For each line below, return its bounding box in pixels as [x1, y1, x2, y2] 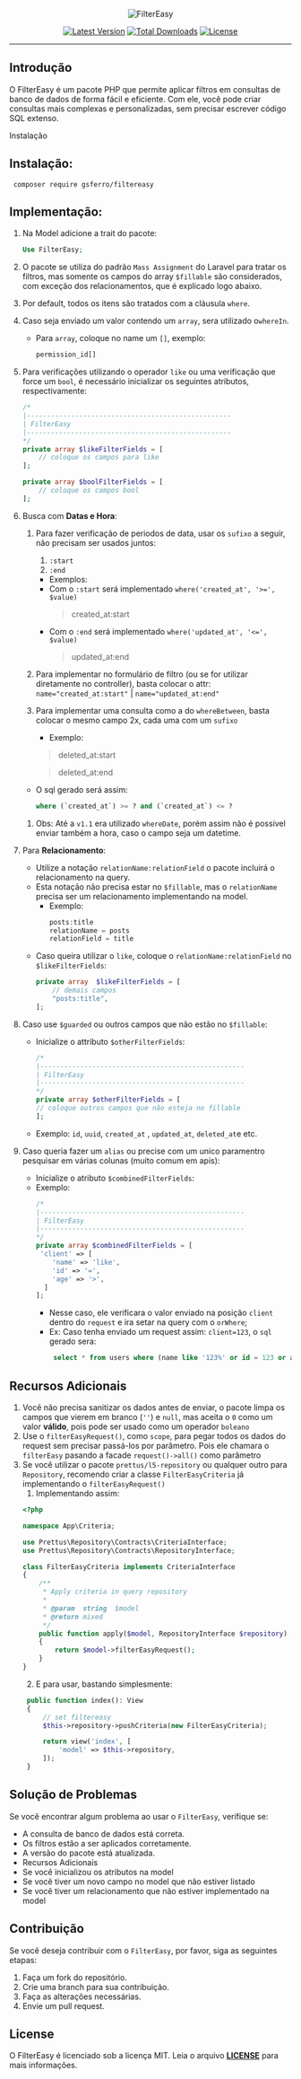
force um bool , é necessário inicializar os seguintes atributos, [21, 376, 249, 387]
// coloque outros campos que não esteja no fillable [35, 1104, 241, 1113]
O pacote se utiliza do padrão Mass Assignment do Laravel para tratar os [21, 261, 287, 273]
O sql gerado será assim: [35, 784, 128, 794]
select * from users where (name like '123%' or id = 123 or [53, 1354, 287, 1363]
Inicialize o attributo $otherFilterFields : [35, 1036, 185, 1047]
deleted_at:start [57, 750, 116, 760]
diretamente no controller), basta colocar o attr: [35, 678, 211, 689]
